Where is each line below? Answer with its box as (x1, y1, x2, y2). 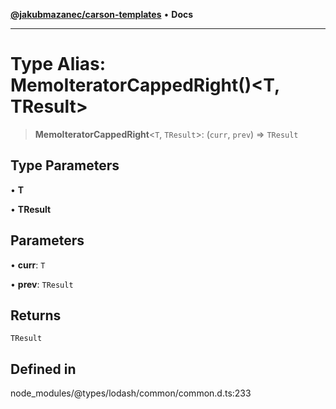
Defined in (10, 360, 77, 378)
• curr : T (10, 259, 46, 271)
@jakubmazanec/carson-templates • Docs (10, 9, 194, 20)
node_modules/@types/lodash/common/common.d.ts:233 (10, 387, 252, 399)
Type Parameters (10, 157, 120, 174)
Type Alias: (10, 53, 107, 76)
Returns (10, 307, 62, 324)
